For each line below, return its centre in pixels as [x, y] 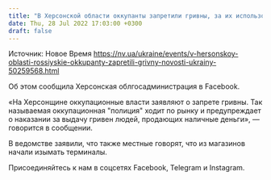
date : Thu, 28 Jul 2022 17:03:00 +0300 [75, 23]
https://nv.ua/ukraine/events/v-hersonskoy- [166, 54]
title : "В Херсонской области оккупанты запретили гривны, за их [120, 16]
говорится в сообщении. [50, 128]
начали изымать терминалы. [58, 152]
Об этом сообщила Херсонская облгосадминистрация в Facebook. [124, 86]
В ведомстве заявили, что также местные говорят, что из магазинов [127, 144]
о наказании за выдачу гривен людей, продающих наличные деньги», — [134, 119]
